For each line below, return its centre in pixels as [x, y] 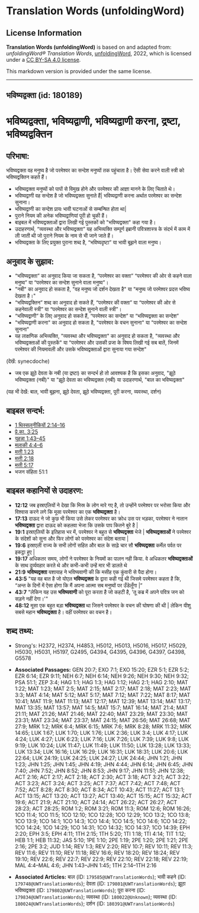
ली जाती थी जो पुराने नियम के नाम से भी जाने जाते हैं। [64, 236]
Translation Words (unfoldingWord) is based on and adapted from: [89, 47]
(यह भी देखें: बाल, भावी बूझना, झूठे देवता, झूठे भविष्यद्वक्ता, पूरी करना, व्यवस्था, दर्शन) [84, 392]
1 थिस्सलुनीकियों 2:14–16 [40, 425]
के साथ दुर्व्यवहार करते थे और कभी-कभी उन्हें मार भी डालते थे [71, 565]
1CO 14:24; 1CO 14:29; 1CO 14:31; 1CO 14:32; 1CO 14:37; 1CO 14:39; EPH [102, 827]
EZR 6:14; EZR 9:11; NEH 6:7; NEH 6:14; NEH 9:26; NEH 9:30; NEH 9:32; [102, 676]
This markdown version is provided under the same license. [79, 71]
